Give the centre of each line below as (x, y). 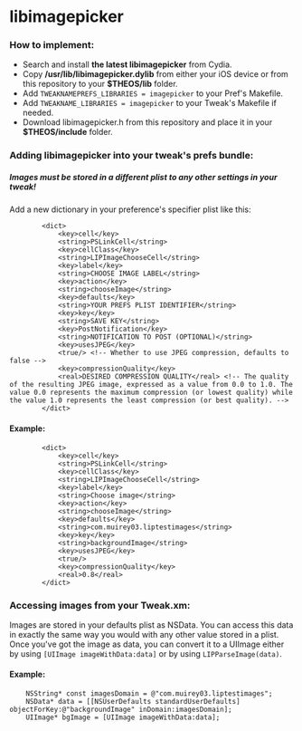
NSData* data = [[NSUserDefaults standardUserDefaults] (133, 702)
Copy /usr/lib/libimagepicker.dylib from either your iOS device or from (156, 74)
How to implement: (52, 45)
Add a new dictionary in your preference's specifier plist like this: (130, 209)
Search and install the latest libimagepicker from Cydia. (127, 64)
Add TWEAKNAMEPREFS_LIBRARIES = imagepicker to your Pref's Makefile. (152, 93)
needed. (38, 113)
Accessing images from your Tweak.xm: (100, 605)
